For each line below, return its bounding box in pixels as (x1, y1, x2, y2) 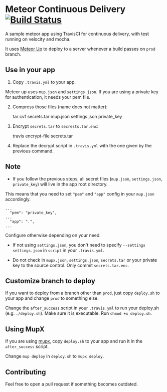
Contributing (5, 367, 46, 376)
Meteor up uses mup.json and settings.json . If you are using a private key (5, 89, 159, 95)
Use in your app (5, 66, 55, 74)
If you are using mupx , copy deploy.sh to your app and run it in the (5, 338, 143, 344)
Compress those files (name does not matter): (12, 104, 108, 110)
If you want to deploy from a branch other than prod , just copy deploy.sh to (5, 290, 160, 296)
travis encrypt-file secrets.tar (12, 133, 73, 139)
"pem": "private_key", (10, 210, 57, 215)
